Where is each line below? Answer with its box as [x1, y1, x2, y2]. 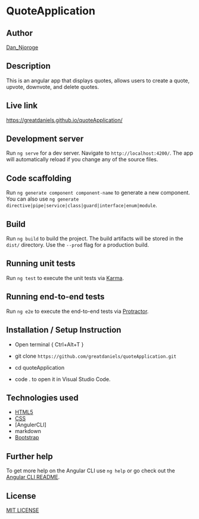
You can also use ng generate [6, 195, 79, 202]
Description [6, 61, 51, 71]
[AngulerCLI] [14, 421, 46, 428]
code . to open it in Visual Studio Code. [14, 375, 111, 383]
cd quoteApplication [14, 364, 64, 371]
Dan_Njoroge [6, 44, 39, 51]
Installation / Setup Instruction [6, 325, 122, 335]
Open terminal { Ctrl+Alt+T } [14, 340, 84, 348]
